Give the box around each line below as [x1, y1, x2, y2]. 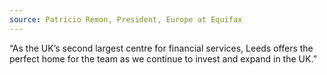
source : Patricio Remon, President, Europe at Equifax [9, 14, 243, 25]
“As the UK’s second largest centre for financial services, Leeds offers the [9, 42, 314, 54]
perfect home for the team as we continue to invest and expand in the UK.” [9, 52, 317, 65]
